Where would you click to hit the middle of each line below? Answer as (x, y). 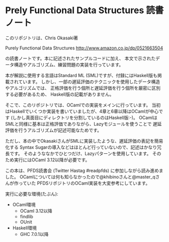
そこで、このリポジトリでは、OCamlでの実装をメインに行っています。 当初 (83, 105)
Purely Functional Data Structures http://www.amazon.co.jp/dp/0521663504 (84, 48)
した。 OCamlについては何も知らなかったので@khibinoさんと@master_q (80, 176)
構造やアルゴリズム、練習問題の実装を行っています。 (69, 65)
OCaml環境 (24, 204)
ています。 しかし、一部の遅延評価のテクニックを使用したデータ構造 (89, 82)
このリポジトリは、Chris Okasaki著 (42, 38)
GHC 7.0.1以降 (34, 234)
